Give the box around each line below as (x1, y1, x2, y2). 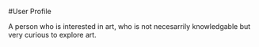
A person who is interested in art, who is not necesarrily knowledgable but (8, 22, 251, 31)
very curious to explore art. (8, 31, 97, 39)
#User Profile (8, 7, 51, 16)
